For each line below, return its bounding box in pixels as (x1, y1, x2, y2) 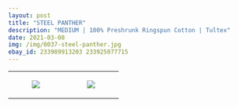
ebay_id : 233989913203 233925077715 (8, 48, 128, 56)
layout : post (8, 11, 51, 20)
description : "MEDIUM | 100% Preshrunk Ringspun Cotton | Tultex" (8, 26, 231, 34)
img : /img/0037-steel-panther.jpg (8, 41, 122, 49)
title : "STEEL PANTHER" (8, 19, 87, 27)
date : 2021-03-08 (8, 33, 65, 42)
